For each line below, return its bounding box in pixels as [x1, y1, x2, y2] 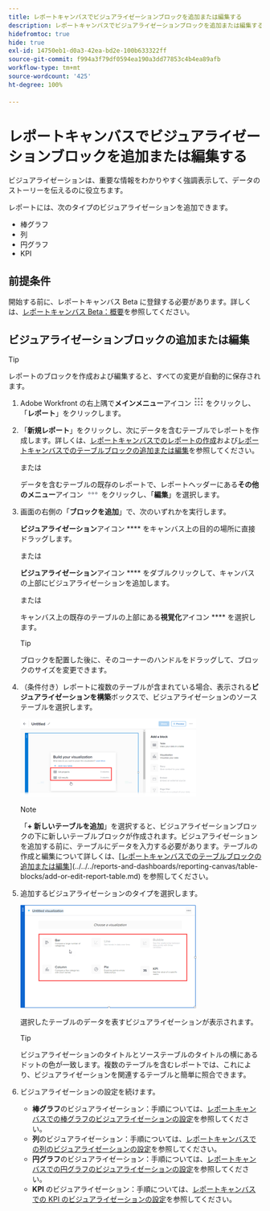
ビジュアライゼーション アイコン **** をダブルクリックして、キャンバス [19, 568, 256, 578]
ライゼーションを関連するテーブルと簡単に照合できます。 [61, 1070, 251, 1080]
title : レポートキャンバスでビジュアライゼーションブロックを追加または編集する [8, 13, 243, 21]
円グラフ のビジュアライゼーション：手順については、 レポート [31, 1154, 235, 1164]
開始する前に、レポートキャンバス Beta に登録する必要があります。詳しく [8, 297, 252, 307]
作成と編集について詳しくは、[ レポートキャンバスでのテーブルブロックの [19, 852, 262, 861]
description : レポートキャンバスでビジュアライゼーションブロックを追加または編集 [8, 21, 252, 30]
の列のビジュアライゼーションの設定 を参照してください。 [31, 1144, 222, 1154]
